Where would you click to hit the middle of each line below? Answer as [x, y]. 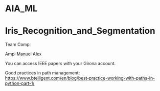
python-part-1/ [20, 83]
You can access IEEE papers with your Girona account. [60, 64]
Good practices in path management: [43, 73]
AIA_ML [21, 9]
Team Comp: [18, 45]
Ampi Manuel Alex [23, 54]
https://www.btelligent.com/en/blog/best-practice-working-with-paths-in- [80, 78]
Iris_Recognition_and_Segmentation [80, 31]
